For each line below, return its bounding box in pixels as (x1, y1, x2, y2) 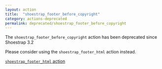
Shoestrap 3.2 (5, 40, 34, 46)
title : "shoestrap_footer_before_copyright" (5, 12, 100, 17)
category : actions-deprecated (5, 16, 67, 21)
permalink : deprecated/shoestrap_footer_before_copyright (5, 21, 127, 26)
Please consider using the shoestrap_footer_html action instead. (5, 49, 136, 55)
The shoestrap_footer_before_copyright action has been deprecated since (5, 34, 158, 40)
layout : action (5, 7, 36, 12)
